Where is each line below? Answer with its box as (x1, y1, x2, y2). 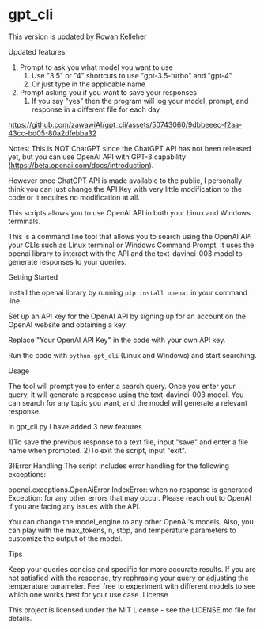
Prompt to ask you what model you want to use (19, 62, 174, 72)
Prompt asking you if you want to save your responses (19, 87, 198, 97)
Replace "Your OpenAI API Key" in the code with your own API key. (8, 335, 226, 345)
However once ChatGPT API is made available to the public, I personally (8, 176, 243, 185)
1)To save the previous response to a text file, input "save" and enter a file (8, 437, 249, 447)
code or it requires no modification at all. (8, 193, 140, 202)
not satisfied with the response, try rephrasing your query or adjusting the (8, 573, 249, 582)
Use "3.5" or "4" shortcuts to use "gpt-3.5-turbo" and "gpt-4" (31, 71, 233, 80)
